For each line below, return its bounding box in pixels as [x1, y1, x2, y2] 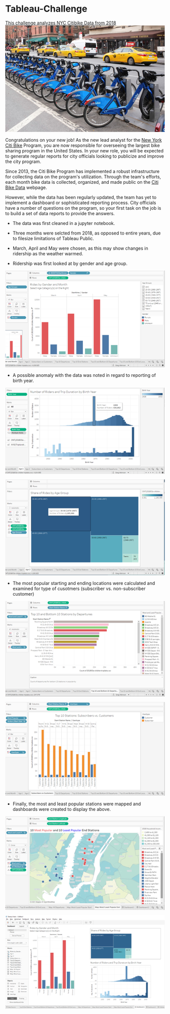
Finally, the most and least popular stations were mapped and [12, 801, 141, 807]
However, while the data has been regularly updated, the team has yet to [5, 194, 157, 200]
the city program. [5, 158, 41, 165]
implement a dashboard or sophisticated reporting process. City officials [5, 200, 156, 206]
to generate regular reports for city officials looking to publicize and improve [5, 153, 164, 159]
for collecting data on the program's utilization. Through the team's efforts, [5, 173, 161, 180]
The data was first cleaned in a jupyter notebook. [12, 220, 115, 226]
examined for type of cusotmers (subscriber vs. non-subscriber [12, 586, 146, 592]
